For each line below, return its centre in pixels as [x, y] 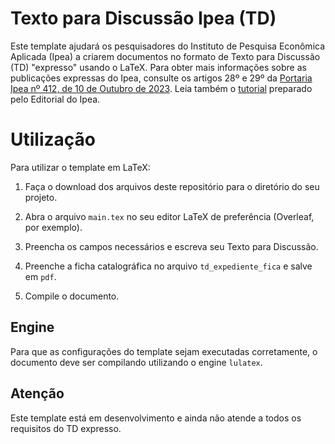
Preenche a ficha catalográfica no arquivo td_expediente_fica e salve [168, 266]
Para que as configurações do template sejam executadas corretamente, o [164, 351]
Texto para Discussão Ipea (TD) [143, 18]
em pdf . [40, 276]
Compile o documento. [72, 296]
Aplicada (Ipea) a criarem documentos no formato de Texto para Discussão [165, 56]
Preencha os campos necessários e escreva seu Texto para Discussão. [171, 246]
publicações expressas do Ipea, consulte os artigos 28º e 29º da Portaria [161, 78]
